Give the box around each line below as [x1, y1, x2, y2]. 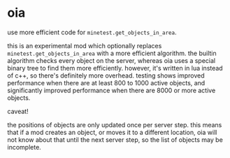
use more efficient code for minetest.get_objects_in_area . [7, 28, 177, 36]
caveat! [7, 107, 29, 115]
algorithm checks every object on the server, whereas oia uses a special [7, 56, 215, 64]
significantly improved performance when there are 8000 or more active [7, 86, 216, 94]
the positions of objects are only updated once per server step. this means [7, 120, 222, 129]
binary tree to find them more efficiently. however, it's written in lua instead [7, 64, 223, 72]
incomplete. [7, 143, 42, 151]
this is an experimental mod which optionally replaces [7, 41, 162, 50]
